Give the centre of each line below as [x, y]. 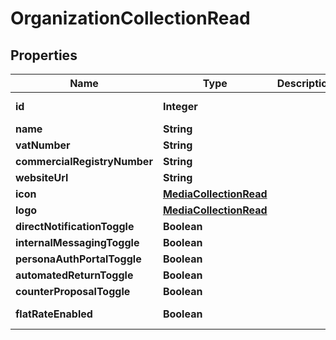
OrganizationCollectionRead [130, 18]
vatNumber [43, 145]
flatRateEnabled [54, 314]
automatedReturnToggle [74, 275]
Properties [44, 55]
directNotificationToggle [75, 226]
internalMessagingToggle [77, 242]
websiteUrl [42, 177]
